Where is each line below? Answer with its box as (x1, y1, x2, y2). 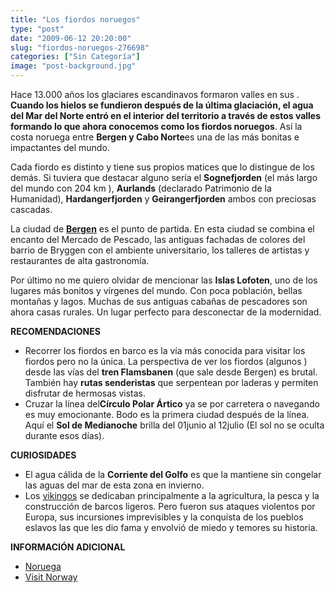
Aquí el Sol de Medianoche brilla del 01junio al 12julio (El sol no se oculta (24, 419, 325, 431)
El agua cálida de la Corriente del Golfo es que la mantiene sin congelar (24, 469, 322, 480)
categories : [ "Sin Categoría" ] (10, 52, 141, 62)
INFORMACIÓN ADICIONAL (10, 541, 126, 553)
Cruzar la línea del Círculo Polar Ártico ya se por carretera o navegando (24, 398, 320, 410)
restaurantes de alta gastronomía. (10, 255, 150, 266)
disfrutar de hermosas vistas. (24, 387, 147, 399)
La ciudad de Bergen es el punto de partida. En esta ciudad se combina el (10, 223, 315, 235)
